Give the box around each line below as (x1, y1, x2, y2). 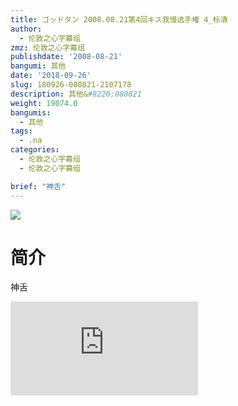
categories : (10, 145, 60, 155)
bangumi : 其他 (10, 61, 67, 71)
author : (10, 24, 43, 34)
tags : (10, 126, 33, 136)
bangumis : (10, 107, 52, 118)
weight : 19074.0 (10, 98, 78, 108)
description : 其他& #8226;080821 (10, 89, 142, 99)
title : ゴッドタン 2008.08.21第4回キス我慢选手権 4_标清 (10, 14, 228, 25)
